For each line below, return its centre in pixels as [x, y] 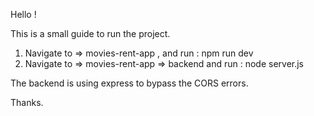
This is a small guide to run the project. [90, 33]
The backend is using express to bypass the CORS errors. [129, 83]
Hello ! [23, 14]
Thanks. [27, 102]
